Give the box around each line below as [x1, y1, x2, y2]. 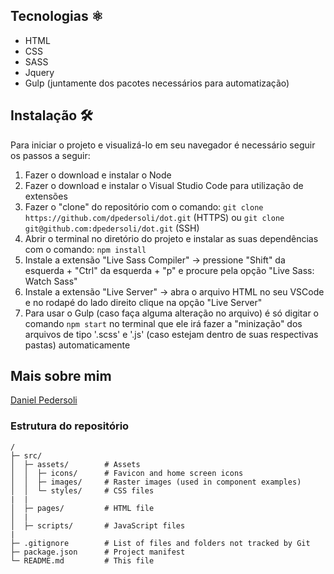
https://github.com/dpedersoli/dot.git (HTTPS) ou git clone [24, 211, 285, 223]
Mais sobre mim [10, 368, 112, 385]
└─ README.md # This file [10, 555, 155, 566]
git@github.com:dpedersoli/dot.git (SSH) [24, 222, 200, 234]
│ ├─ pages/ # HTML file [10, 503, 155, 513]
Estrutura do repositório [10, 419, 130, 433]
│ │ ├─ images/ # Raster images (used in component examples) [10, 477, 302, 487]
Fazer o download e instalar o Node [24, 169, 172, 181]
